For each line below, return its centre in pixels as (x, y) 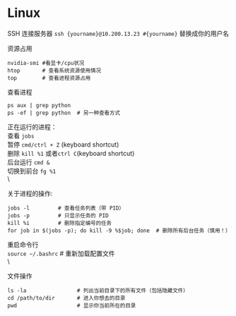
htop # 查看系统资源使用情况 (54, 71)
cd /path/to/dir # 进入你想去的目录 (66, 298)
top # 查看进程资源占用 (49, 78)
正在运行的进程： (32, 127)
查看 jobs (21, 135)
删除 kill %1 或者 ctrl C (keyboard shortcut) (71, 153)
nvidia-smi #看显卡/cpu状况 (46, 63)
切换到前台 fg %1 (32, 171)
